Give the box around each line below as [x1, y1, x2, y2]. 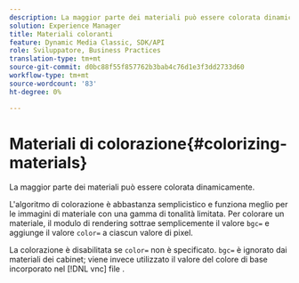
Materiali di [9, 133, 94, 154]
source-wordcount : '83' [9, 79, 98, 88]
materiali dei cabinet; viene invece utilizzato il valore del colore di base [9, 255, 269, 265]
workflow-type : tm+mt [9, 71, 90, 80]
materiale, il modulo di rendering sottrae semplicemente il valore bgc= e [9, 218, 270, 229]
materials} [9, 152, 88, 173]
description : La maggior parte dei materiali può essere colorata [9, 12, 261, 22]
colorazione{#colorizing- [97, 133, 287, 154]
